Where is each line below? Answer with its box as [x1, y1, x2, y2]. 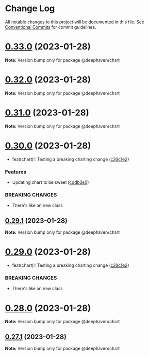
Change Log [5, 3, 55, 14]
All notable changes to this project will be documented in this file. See [5, 19, 145, 25]
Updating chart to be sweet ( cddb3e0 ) [12, 179, 89, 185]
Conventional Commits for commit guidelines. [5, 24, 96, 30]
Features [5, 168, 27, 175]
